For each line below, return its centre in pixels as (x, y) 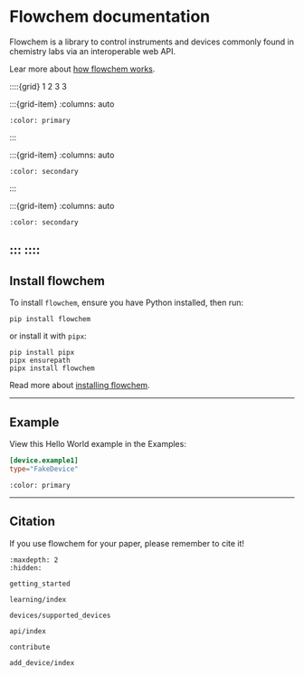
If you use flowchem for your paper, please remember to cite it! (127, 543)
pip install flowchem (50, 319)
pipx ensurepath (40, 361)
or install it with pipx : (48, 336)
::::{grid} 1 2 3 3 (38, 86)
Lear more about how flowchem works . (82, 69)
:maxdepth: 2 (34, 560)
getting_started (40, 584)
